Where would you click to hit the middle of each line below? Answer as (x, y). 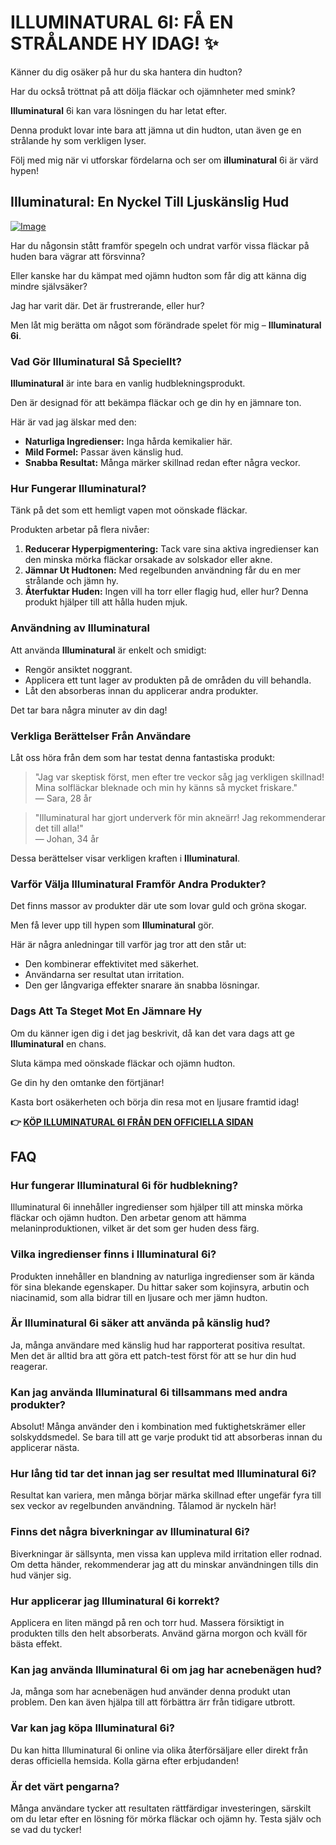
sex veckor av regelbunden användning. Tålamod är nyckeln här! (143, 1506)
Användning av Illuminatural (80, 628)
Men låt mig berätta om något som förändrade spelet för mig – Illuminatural (166, 325)
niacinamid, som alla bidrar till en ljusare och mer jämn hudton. (139, 1297)
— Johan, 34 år (67, 838)
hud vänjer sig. (41, 1575)
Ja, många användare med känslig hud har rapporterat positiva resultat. (158, 1345)
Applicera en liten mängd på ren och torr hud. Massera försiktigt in (147, 1622)
